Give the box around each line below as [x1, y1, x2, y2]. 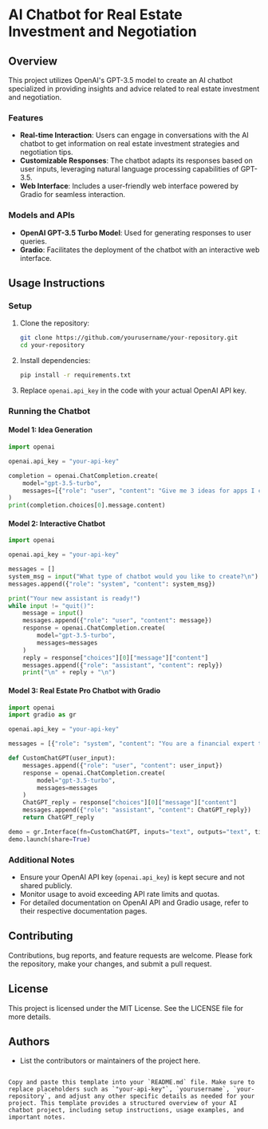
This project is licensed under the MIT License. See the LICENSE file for [8, 1003, 244, 1013]
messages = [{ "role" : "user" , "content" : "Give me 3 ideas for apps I [22, 487, 255, 495]
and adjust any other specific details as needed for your [54, 1092, 255, 1100]
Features [8, 112, 44, 123]
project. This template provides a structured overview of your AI [8, 1099, 238, 1107]
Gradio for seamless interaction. [19, 190, 126, 199]
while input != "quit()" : [8, 602, 94, 610]
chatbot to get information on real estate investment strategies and [19, 139, 240, 148]
